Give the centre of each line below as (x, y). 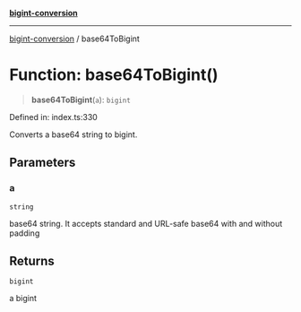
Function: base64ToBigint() (114, 75)
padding (25, 233)
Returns (32, 261)
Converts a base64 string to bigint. (73, 134)
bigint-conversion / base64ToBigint (75, 39)
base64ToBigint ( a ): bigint (81, 100)
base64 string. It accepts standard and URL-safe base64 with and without (146, 223)
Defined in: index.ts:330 (54, 117)
